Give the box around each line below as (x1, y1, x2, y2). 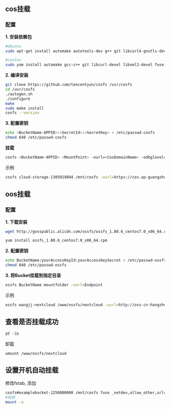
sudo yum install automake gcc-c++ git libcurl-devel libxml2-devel (5, 62, 153, 67)
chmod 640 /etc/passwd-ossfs (5, 262, 67, 268)
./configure (5, 96, 30, 101)
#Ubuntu (5, 43, 22, 49)
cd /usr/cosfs (5, 87, 35, 92)
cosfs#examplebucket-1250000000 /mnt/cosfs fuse (5, 390, 110, 395)
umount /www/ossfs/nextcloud (5, 351, 67, 356)
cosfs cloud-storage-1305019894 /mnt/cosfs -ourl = (5, 174, 114, 179)
